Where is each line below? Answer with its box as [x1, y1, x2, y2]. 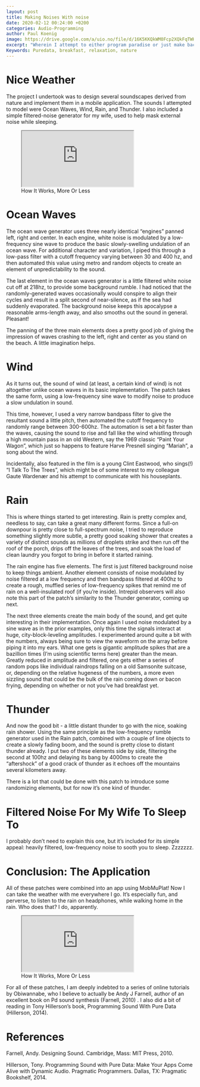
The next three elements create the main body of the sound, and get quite [6, 612, 187, 619]
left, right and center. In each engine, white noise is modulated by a [6, 233, 171, 241]
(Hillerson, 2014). [6, 1009, 49, 1016]
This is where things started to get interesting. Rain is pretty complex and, [6, 513, 187, 520]
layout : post [6, 8, 39, 15]
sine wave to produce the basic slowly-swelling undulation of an [32, 240, 190, 247]
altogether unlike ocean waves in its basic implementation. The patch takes [6, 386, 190, 393]
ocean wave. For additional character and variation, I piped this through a [6, 247, 186, 254]
